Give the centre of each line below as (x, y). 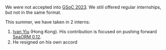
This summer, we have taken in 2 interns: (48, 22)
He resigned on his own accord (45, 42)
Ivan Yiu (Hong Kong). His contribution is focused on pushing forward (85, 31)
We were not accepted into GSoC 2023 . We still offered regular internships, (83, 7)
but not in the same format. (33, 12)
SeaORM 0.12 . (27, 37)
